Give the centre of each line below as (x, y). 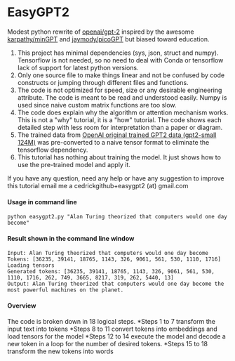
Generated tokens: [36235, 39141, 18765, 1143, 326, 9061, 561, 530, (111, 272)
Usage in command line (42, 202)
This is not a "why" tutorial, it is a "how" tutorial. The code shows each (120, 119)
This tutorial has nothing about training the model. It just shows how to (119, 157)
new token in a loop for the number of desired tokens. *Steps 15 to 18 (108, 343)
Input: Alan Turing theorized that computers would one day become (108, 254)
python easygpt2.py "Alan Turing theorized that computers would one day (117, 217)
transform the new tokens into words (60, 351)
